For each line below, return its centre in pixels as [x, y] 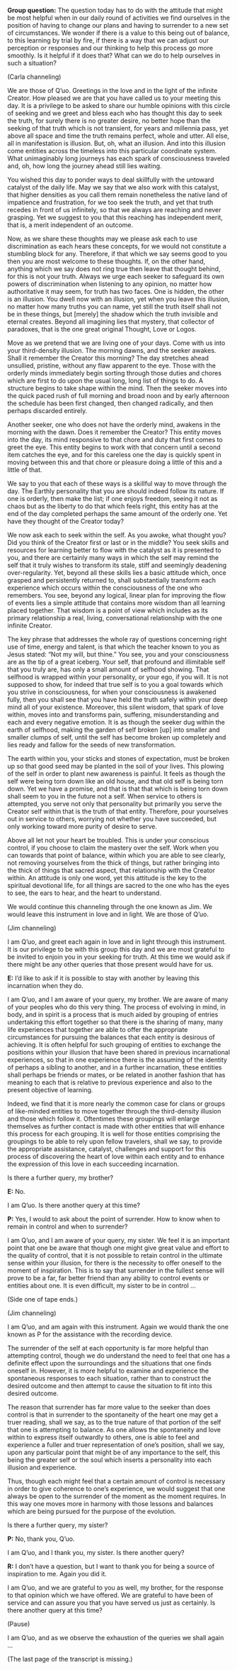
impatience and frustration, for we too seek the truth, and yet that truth [110, 202]
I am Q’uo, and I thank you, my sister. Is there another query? [96, 1553]
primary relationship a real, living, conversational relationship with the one [115, 618]
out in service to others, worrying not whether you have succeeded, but [112, 819]
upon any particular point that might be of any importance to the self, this [114, 1452]
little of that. [25, 470]
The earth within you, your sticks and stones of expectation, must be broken [118, 758]
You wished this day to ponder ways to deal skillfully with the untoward [111, 180]
